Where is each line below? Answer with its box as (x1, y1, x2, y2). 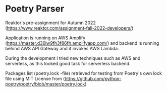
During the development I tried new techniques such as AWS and (5, 55, 141, 61)
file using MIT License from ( (5, 75, 65, 81)
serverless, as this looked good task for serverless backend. (5, 60, 131, 66)
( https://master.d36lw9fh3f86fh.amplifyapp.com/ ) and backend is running (5, 40, 159, 46)
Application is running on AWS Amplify (5, 35, 86, 41)
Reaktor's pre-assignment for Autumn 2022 (5, 20, 96, 26)
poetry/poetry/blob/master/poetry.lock (5, 81, 85, 87)
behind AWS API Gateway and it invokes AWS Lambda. (5, 45, 120, 51)
